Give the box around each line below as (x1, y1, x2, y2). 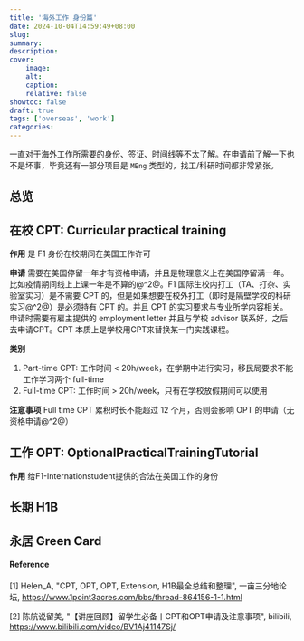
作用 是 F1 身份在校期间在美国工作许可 (9, 248, 151, 259)
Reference (9, 559, 50, 570)
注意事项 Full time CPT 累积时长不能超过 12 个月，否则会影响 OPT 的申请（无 (9, 405, 295, 416)
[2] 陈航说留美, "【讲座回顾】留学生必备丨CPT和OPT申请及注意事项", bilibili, (9, 611, 292, 621)
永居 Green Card (9, 533, 102, 549)
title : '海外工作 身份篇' (9, 13, 98, 23)
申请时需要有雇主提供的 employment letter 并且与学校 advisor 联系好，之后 (9, 313, 289, 324)
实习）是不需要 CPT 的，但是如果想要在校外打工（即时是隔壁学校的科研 (24, 291, 292, 301)
